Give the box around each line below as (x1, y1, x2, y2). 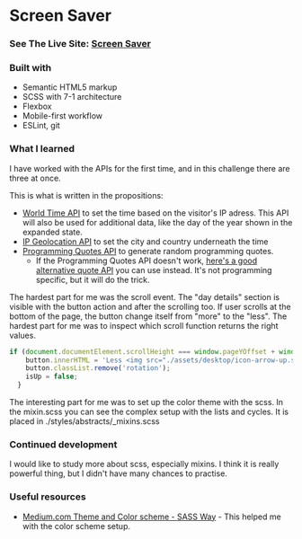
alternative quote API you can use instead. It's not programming (35, 264, 272, 275)
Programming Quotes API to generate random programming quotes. (22, 245, 274, 256)
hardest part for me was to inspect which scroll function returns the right (9, 320, 279, 331)
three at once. (9, 172, 61, 183)
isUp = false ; (25, 372, 78, 382)
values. (9, 330, 36, 340)
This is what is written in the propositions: (9, 190, 164, 200)
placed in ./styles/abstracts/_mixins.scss (9, 416, 160, 427)
